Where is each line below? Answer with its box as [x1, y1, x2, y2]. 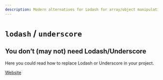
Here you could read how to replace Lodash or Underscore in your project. [5, 60, 154, 66]
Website [5, 69, 22, 75]
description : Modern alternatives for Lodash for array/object [5, 7, 136, 12]
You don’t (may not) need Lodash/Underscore [5, 47, 147, 56]
